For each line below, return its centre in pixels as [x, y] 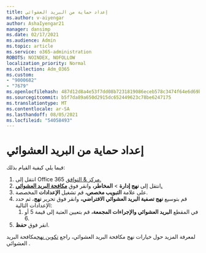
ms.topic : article [30, 47]
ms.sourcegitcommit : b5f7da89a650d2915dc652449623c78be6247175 [89, 97]
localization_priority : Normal [46, 63]
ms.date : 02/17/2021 [33, 35]
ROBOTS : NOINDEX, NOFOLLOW [41, 58]
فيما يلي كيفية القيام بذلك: [36, 168]
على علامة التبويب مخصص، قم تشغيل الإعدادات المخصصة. [82, 192]
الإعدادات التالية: [34, 205]
